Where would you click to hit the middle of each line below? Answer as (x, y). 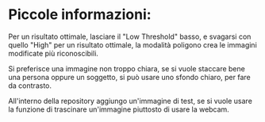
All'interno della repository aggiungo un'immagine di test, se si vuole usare (130, 101)
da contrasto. (30, 86)
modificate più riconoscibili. (54, 53)
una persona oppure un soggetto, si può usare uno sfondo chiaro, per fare (130, 77)
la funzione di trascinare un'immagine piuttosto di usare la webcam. (119, 109)
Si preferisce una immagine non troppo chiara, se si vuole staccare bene (127, 68)
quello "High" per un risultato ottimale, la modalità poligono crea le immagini (133, 44)
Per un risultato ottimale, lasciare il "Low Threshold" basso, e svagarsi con (130, 36)
